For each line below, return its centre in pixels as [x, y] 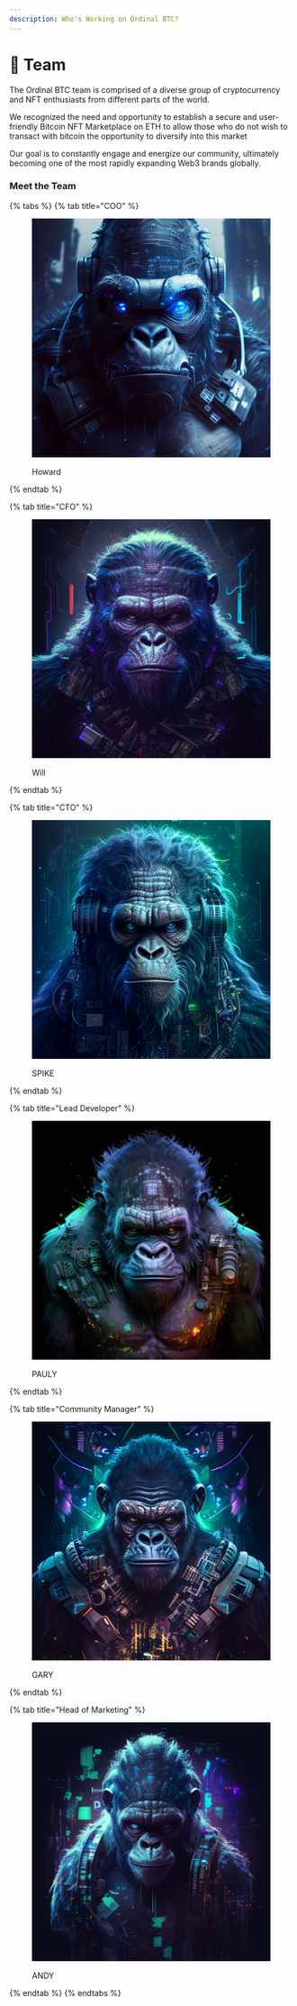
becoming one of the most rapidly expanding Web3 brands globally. [135, 163]
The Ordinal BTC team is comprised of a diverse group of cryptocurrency [145, 89]
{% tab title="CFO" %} [51, 506]
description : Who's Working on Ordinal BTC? [94, 19]
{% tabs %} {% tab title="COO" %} [74, 205]
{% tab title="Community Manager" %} [82, 1409]
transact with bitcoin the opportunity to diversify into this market [128, 136]
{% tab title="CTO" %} [51, 807]
